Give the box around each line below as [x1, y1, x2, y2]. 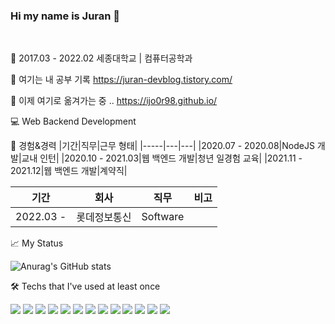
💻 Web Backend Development [10, 115, 137, 128]
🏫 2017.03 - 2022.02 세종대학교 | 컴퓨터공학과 [10, 52, 193, 64]
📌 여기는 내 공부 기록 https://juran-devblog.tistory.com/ [10, 74, 233, 86]
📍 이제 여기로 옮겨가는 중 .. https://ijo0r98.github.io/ [10, 95, 218, 107]
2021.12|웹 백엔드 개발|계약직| [10, 165, 128, 177]
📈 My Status [10, 237, 64, 249]
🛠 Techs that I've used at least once [10, 280, 161, 293]
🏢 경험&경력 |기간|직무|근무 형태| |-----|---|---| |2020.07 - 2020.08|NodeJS [10, 140, 315, 152]
